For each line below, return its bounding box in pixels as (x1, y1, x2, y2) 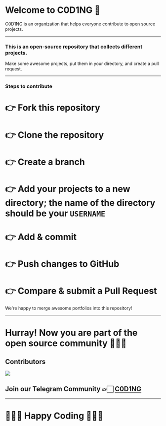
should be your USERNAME (5, 208, 106, 219)
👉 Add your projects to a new (5, 183, 130, 194)
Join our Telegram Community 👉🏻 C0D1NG (5, 384, 142, 393)
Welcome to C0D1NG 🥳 (5, 4, 100, 16)
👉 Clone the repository (5, 129, 104, 140)
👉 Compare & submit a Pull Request (5, 285, 157, 297)
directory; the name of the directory (5, 197, 156, 208)
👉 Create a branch (5, 156, 85, 168)
